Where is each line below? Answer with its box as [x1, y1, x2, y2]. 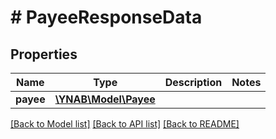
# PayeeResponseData [10, 6, 203, 29]
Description [164, 76, 223, 89]
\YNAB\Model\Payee [54, 92, 156, 106]
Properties [10, 46, 78, 63]
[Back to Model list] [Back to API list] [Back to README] [10, 118, 240, 130]
